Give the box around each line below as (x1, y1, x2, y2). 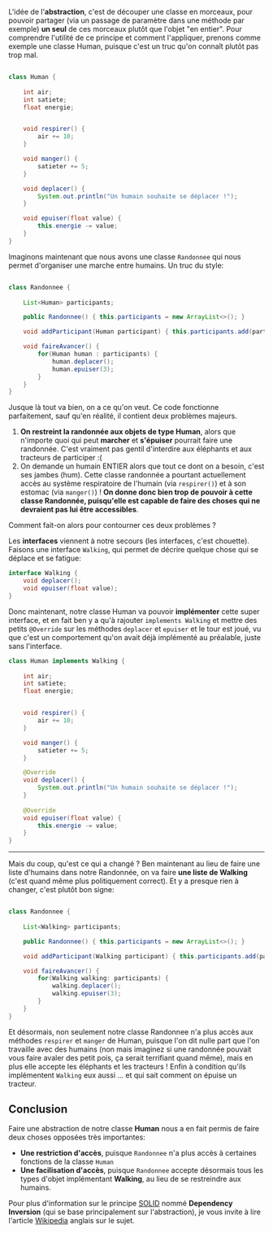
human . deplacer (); (51, 357, 115, 365)
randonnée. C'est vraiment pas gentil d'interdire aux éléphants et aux (19, 444, 252, 454)
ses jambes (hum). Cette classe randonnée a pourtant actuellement (19, 470, 246, 480)
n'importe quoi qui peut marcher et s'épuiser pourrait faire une (19, 435, 233, 446)
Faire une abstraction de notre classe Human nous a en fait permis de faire (8, 1124, 260, 1134)
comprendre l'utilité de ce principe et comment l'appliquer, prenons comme (8, 33, 262, 42)
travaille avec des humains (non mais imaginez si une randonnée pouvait (8, 1044, 252, 1054)
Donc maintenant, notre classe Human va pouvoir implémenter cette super (8, 606, 260, 616)
